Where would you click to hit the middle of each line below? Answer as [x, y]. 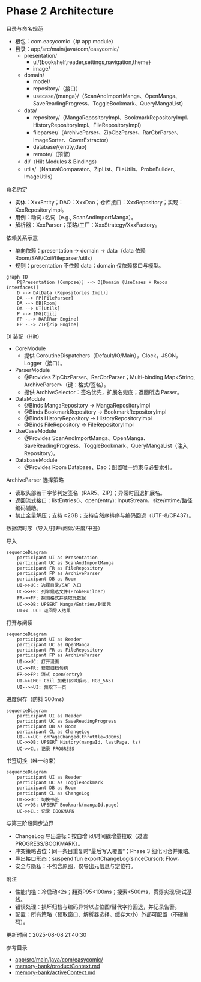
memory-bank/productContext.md [57, 966]
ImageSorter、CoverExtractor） [72, 140]
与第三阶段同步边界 [30, 823]
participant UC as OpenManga [53, 644]
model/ [42, 81]
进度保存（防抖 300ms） [37, 699]
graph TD [17, 277]
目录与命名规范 [25, 28]
